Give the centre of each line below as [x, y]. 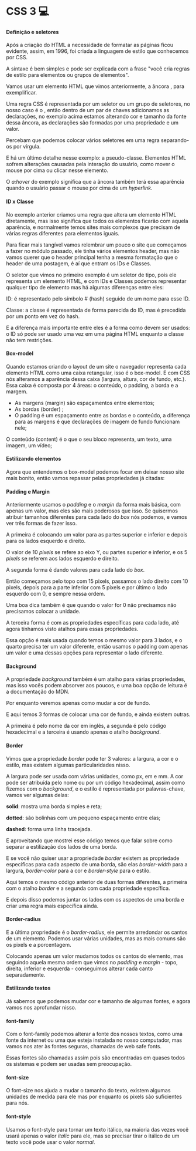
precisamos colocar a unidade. [43, 612]
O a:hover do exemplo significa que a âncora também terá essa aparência [95, 182]
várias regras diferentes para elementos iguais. [63, 233]
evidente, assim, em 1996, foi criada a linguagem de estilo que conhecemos [97, 51]
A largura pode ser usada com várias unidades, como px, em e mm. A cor [94, 776]
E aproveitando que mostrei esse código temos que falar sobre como [89, 841]
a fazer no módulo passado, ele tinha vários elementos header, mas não [93, 251]
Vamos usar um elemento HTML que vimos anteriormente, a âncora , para [95, 86]
